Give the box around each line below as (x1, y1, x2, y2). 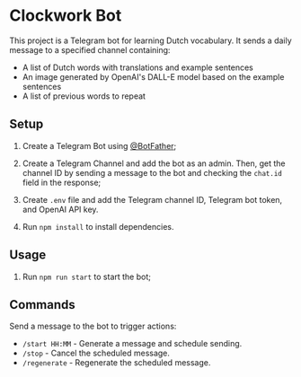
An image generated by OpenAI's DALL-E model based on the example (22, 71, 285, 82)
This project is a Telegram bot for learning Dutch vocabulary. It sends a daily (9, 35, 292, 46)
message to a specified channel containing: (9, 44, 171, 55)
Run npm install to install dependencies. (22, 221, 174, 232)
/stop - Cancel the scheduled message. (22, 347, 171, 359)
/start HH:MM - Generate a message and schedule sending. (22, 338, 243, 349)
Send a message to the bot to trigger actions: (9, 320, 177, 332)
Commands (9, 297, 76, 312)
